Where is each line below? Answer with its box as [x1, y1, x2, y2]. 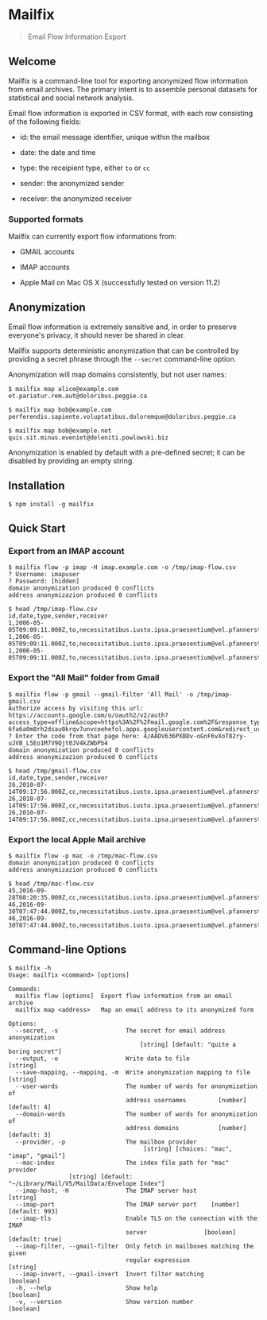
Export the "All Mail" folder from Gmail [8, 672, 161, 683]
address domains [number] [126, 1124, 247, 1132]
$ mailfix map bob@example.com [8, 405, 112, 414]
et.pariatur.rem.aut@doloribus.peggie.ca [8, 392, 148, 400]
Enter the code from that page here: [15, 732, 141, 740]
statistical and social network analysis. [8, 93, 135, 103]
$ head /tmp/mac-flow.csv [8, 880, 94, 888]
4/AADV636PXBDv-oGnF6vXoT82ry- [143, 732, 247, 740]
